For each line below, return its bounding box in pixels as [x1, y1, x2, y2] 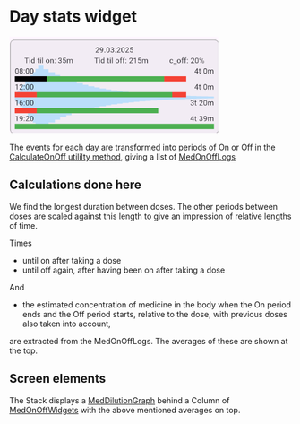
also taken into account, [21, 318, 111, 329]
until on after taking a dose [21, 255, 122, 265]
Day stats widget [9, 6, 137, 27]
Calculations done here [9, 177, 141, 193]
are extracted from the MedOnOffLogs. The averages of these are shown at [9, 335, 288, 346]
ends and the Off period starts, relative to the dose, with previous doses [21, 308, 288, 319]
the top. [9, 345, 39, 356]
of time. [9, 220, 38, 230]
